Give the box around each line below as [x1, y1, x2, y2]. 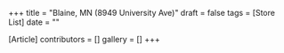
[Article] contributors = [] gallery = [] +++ [8, 34, 161, 44]
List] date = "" [8, 17, 60, 27]
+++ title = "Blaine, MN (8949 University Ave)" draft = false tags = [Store [8, 8, 275, 18]
